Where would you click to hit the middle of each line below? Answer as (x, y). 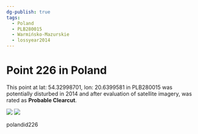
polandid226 (22, 124)
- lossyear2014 (31, 40)
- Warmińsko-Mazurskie (41, 35)
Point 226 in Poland (57, 70)
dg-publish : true (28, 12)
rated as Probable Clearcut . (42, 100)
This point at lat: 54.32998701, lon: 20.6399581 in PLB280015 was (90, 87)
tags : (13, 18)
